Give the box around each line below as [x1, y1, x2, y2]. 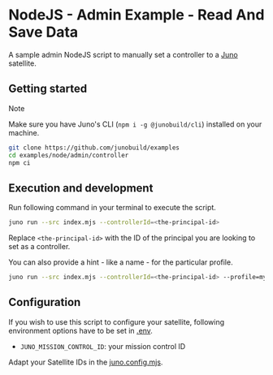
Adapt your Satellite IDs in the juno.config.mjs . [8, 357, 163, 367]
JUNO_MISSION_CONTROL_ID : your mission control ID [19, 341, 186, 351]
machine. [8, 127, 40, 137]
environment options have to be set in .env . [8, 325, 153, 335]
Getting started [8, 82, 88, 96]
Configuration [8, 295, 81, 309]
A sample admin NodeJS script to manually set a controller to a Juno [8, 50, 238, 59]
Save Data [8, 23, 79, 41]
